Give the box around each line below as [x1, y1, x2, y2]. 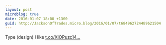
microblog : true [5, 12, 39, 17]
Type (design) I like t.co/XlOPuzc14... [5, 34, 81, 40]
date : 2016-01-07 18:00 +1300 [5, 16, 68, 21]
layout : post [5, 7, 32, 12]
